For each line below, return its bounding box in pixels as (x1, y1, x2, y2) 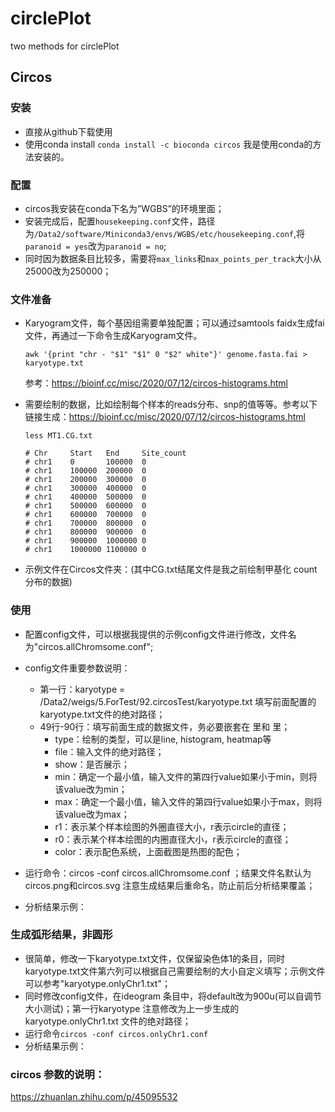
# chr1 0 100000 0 (24, 457, 147, 467)
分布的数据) (24, 576, 73, 588)
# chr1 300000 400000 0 (24, 483, 147, 494)
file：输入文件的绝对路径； (54, 745, 165, 757)
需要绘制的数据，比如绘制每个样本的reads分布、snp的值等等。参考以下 (24, 398, 318, 411)
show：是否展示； (54, 758, 130, 770)
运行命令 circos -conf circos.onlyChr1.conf (24, 1027, 209, 1039)
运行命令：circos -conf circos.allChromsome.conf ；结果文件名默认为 (24, 867, 312, 879)
